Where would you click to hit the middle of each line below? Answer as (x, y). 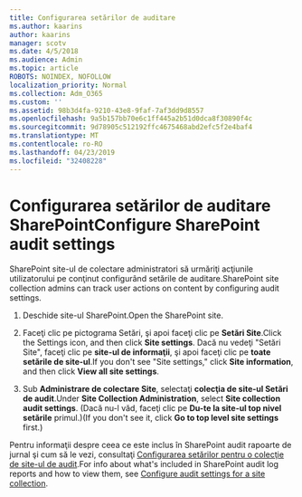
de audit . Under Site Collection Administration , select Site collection (151, 398)
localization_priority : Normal (68, 85)
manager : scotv (38, 43)
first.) (33, 427)
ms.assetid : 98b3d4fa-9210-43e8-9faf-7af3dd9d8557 (107, 110)
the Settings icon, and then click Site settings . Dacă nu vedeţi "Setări (151, 343)
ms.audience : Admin (46, 60)
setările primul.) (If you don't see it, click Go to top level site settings (150, 418)
